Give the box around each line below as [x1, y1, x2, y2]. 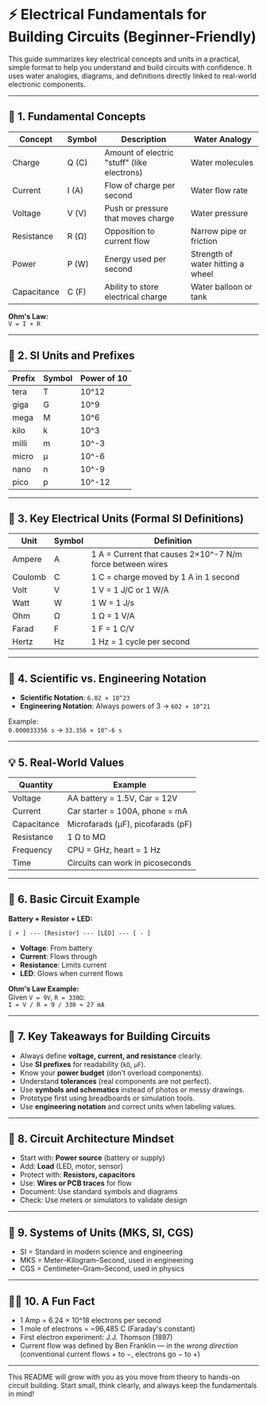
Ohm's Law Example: [8, 984, 79, 993]
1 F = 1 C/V [91, 623, 135, 635]
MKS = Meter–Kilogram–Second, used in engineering [19, 1256, 194, 1265]
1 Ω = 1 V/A [91, 611, 135, 622]
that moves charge [104, 212, 175, 223]
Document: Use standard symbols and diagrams [19, 1187, 178, 1197]
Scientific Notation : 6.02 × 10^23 [19, 693, 130, 703]
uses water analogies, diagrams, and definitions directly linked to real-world [8, 71, 257, 80]
